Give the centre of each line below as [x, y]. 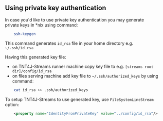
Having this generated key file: [36, 57]
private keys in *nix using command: [42, 25]
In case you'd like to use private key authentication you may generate [75, 20]
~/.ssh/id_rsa [19, 48]
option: [12, 104]
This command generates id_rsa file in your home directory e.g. [69, 43]
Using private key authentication [55, 8]
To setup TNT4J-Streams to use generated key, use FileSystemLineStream [80, 99]
